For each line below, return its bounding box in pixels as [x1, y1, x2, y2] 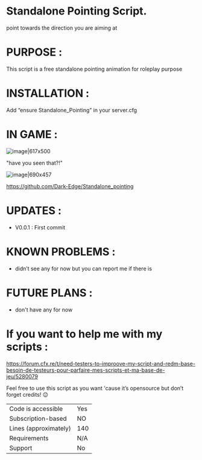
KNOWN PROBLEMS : [6, 244, 116, 258]
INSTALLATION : [6, 86, 89, 100]
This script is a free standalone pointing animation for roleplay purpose [6, 65, 183, 72]
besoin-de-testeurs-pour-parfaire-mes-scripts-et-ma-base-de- [6, 366, 165, 374]
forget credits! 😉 [6, 391, 49, 398]
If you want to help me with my [6, 327, 163, 340]
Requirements [9, 433, 49, 442]
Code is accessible [9, 404, 63, 413]
